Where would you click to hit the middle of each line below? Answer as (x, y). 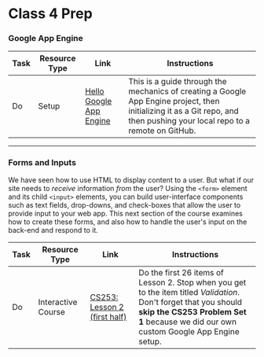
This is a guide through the (178, 82)
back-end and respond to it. (53, 230)
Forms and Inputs (42, 163)
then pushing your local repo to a (189, 121)
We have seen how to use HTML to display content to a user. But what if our (131, 180)
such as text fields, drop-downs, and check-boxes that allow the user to (125, 204)
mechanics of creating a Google (187, 91)
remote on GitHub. (162, 131)
